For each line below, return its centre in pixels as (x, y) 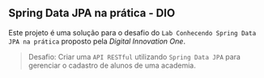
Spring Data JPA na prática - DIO (92, 13)
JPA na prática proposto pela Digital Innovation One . (97, 41)
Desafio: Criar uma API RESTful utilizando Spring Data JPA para (134, 56)
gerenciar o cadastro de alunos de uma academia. (112, 65)
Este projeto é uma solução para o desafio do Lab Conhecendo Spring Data (132, 32)
